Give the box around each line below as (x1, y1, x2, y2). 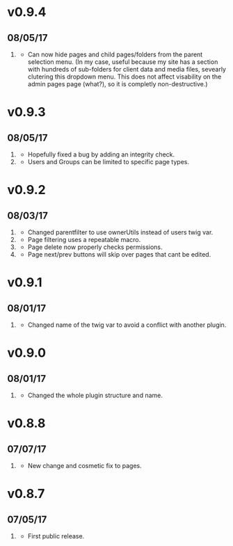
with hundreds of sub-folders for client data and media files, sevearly (27, 65, 226, 73)
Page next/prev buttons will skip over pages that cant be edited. (27, 250, 211, 258)
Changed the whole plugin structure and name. (27, 391, 163, 399)
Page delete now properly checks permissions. (27, 243, 163, 251)
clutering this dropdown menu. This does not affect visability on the (27, 72, 222, 81)
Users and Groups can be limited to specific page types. (27, 158, 190, 166)
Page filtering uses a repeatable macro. (27, 236, 141, 243)
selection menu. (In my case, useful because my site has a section (27, 58, 218, 66)
